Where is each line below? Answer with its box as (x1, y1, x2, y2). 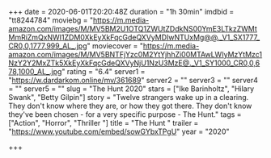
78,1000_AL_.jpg (8, 67, 62, 76)
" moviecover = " (87, 41, 144, 51)
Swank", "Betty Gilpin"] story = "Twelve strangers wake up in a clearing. (8, 93, 249, 102)
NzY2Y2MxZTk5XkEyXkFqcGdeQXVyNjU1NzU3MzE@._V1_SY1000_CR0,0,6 (8, 58, 260, 68)
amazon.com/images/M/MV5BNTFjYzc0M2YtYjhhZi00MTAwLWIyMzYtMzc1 (8, 50, 263, 59)
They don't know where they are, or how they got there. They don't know (8, 101, 252, 110)
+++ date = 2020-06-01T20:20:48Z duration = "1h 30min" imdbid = (8, 7, 235, 16)
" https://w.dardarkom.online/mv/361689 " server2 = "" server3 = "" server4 (8, 76, 259, 85)
